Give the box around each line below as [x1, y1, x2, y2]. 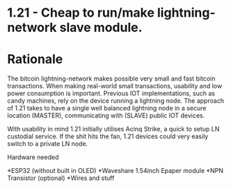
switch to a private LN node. [7, 140, 88, 148]
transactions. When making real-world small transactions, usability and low [7, 82, 223, 90]
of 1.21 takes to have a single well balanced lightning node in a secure [7, 104, 207, 113]
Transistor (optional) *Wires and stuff [7, 174, 115, 182]
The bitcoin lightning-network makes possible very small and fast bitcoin [7, 74, 216, 83]
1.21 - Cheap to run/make [7, 5, 155, 21]
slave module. [59, 19, 143, 35]
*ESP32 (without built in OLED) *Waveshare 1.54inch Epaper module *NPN [7, 167, 224, 175]
